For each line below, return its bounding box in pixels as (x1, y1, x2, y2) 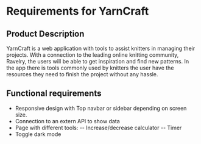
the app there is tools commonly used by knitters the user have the (6, 64, 174, 71)
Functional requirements (6, 88, 102, 99)
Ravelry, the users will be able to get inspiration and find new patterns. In (6, 58, 189, 65)
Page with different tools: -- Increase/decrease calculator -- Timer (15, 124, 182, 131)
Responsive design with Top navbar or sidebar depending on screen (15, 104, 187, 112)
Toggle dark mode (15, 130, 62, 138)
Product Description (6, 29, 85, 39)
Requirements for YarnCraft (6, 4, 149, 18)
